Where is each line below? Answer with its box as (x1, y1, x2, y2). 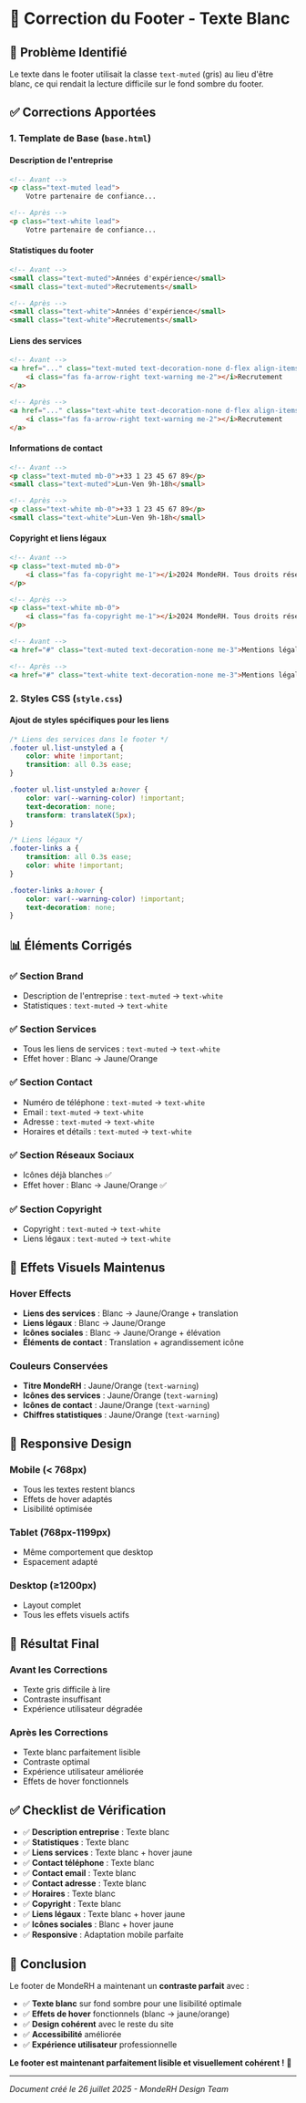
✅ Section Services (9, 1022, 97, 1035)
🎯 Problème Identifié (9, 45, 127, 60)
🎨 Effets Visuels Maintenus (9, 1259, 166, 1275)
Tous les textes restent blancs (22, 1484, 136, 1495)
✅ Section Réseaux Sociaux (9, 1148, 135, 1161)
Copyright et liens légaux (9, 533, 107, 544)
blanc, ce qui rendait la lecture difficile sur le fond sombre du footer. (9, 78, 264, 89)
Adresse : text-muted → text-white (22, 1116, 155, 1127)
